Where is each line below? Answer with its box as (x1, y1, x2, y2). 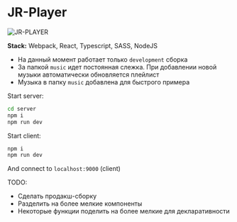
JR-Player (7, 4, 67, 21)
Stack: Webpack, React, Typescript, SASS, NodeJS (7, 41, 158, 50)
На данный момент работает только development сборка (17, 55, 188, 64)
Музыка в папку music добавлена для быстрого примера (17, 77, 190, 86)
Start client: (7, 131, 41, 140)
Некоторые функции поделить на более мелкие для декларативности (17, 207, 231, 216)
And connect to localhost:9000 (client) (7, 165, 121, 173)
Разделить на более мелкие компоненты (17, 199, 143, 208)
